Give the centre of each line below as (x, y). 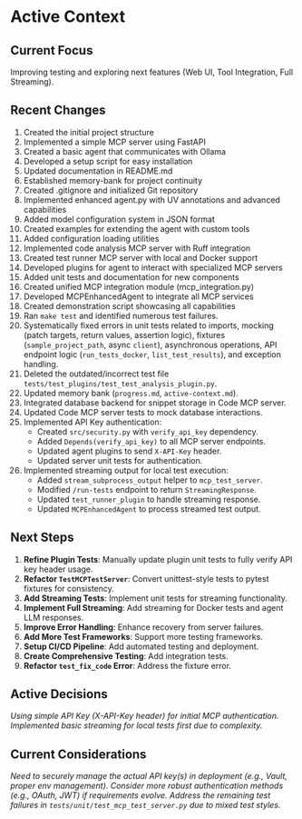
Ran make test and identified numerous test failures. (121, 315)
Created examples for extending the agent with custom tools (136, 228)
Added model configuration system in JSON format (119, 219)
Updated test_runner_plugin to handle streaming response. (149, 499)
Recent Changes (58, 110)
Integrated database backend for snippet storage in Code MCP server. (155, 403)
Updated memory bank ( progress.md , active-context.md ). (131, 393)
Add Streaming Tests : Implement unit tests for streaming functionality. (156, 598)
